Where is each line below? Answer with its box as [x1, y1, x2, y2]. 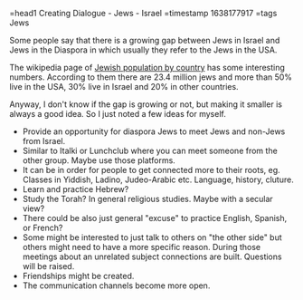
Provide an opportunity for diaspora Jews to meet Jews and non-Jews [22, 126, 286, 137]
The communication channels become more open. [22, 280, 211, 291]
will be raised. [22, 261, 75, 271]
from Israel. [22, 136, 66, 146]
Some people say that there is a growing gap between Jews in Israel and [9, 35, 280, 45]
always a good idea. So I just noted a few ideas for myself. [9, 109, 226, 119]
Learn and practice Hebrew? [22, 184, 129, 194]
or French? [22, 222, 63, 233]
